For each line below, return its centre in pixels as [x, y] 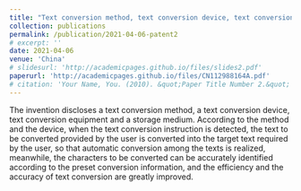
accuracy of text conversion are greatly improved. [102, 177]
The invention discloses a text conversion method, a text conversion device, [150, 109]
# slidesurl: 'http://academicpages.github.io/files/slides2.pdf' [136, 68]
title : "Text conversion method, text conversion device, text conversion [152, 17]
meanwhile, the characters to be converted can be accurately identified [141, 157]
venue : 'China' [38, 59]
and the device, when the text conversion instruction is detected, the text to [149, 129]
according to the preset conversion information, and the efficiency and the [146, 167]
